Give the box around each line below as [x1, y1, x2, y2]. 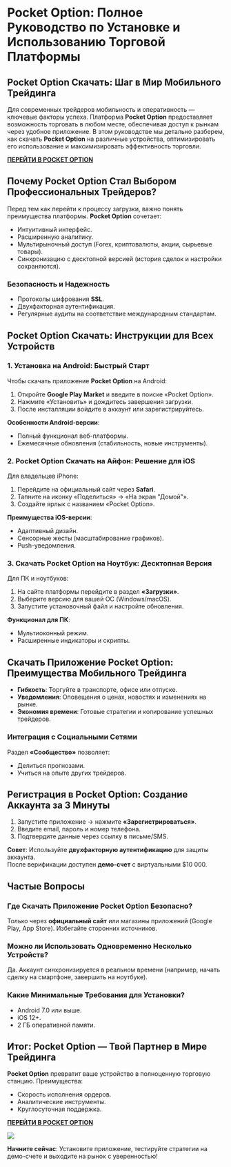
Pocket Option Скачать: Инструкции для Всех [7, 329, 214, 341]
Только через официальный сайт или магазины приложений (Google [7, 917, 212, 925]
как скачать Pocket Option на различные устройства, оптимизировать [7, 135, 216, 143]
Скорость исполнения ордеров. [17, 1090, 112, 1099]
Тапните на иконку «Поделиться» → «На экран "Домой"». [17, 492, 189, 501]
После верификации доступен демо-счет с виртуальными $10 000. [7, 860, 208, 869]
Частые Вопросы [7, 880, 85, 892]
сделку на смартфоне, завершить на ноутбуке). [7, 973, 148, 981]
